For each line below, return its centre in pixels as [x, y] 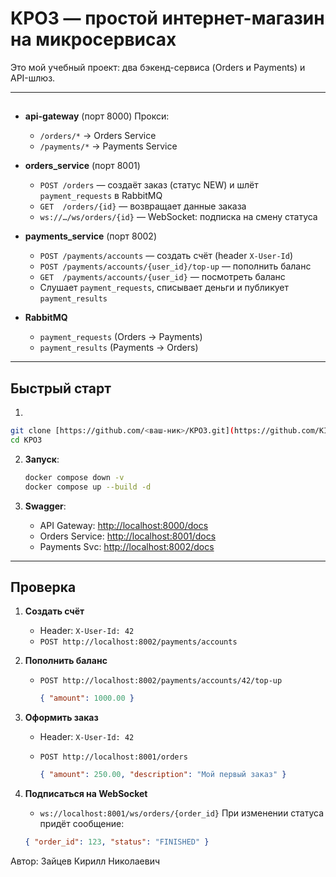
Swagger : [45, 506]
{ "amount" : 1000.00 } [87, 698]
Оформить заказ [61, 718]
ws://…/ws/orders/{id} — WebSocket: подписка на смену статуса [178, 217]
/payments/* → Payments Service [108, 146]
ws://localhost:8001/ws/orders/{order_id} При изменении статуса [182, 813]
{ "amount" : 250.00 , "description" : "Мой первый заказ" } [163, 775]
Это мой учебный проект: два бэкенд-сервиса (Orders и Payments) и [158, 67]
